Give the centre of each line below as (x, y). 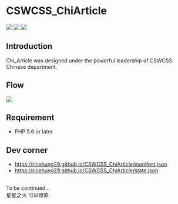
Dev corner (27, 150)
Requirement (30, 117)
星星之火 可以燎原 (27, 195)
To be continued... (28, 188)
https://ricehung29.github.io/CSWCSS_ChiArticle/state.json (86, 170)
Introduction (29, 46)
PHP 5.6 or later (33, 132)
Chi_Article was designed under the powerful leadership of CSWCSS (89, 61)
